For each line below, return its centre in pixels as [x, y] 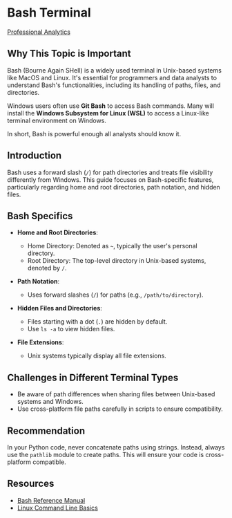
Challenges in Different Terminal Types [93, 377]
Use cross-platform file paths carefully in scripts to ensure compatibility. [120, 409]
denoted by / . [47, 268]
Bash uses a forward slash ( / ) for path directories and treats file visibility [110, 172]
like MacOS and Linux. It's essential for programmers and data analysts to [112, 77]
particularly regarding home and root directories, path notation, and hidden [114, 187]
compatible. [49, 462]
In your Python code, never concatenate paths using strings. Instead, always [116, 447]
